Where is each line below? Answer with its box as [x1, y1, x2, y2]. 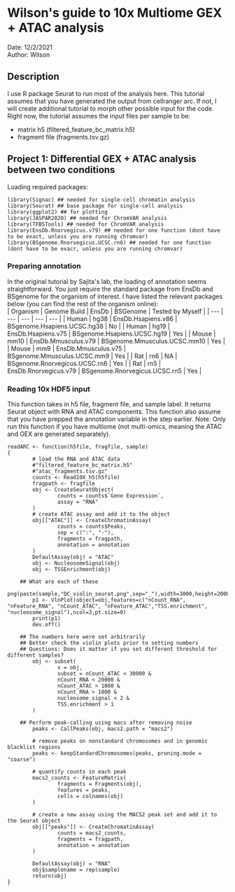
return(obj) [32, 872, 68, 880]
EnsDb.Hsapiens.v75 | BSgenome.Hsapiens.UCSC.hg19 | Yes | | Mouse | [7, 329, 216, 338]
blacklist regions [7, 744, 61, 751]
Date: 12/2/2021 [7, 43, 53, 51]
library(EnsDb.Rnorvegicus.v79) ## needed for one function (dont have [7, 226, 220, 234]
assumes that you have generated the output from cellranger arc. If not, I [7, 97, 217, 105]
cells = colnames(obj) [57, 793, 124, 800]
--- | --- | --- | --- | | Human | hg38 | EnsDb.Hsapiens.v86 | [7, 314, 178, 323]
